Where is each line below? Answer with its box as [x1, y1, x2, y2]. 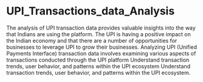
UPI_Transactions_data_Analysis [6, 4, 175, 18]
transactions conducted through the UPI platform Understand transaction [6, 56, 190, 63]
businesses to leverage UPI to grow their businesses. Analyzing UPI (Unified [6, 43, 198, 51]
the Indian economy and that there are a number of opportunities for [6, 37, 177, 44]
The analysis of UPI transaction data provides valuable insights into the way [6, 24, 196, 31]
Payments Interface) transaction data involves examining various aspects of [6, 49, 196, 57]
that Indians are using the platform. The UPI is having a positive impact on [6, 30, 191, 37]
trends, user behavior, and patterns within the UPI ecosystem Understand [6, 62, 190, 70]
